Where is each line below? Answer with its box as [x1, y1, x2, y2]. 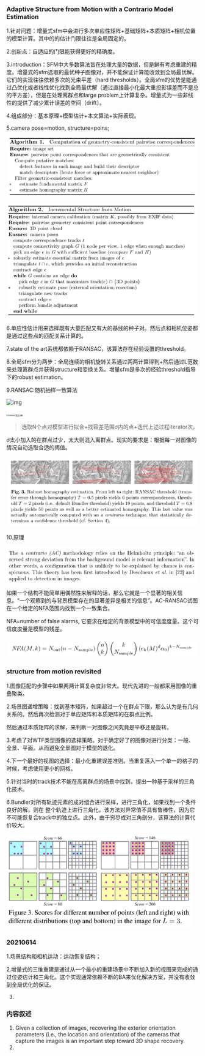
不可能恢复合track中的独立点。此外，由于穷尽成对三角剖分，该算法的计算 [6, 814, 190, 821]
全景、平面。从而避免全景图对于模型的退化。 [6, 744, 119, 751]
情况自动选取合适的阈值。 [6, 444, 71, 451]
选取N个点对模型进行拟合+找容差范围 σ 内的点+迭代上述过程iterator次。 [21, 423, 198, 430]
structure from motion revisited [6, 667, 102, 676]
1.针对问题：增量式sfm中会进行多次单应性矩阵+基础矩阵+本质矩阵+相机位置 [6, 27, 196, 35]
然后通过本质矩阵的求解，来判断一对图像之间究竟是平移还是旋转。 [6, 723, 172, 730]
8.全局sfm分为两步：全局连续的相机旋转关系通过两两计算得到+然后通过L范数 [6, 358, 198, 365]
